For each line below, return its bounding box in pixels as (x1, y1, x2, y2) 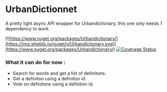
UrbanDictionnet (5, 4, 77, 15)
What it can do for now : (5, 59, 66, 66)
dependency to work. (5, 25, 50, 31)
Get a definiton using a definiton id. (12, 76, 87, 82)
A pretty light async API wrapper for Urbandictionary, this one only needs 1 (5, 20, 162, 26)
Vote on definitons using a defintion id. (12, 81, 94, 87)
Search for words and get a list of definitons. (12, 70, 106, 76)
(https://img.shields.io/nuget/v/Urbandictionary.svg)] (5, 40, 116, 47)
